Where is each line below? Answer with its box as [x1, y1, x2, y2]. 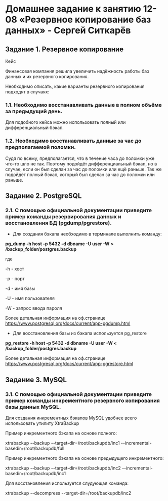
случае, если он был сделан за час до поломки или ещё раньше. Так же [5, 166, 162, 172]
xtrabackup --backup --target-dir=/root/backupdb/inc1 [5, 440, 120, 446]
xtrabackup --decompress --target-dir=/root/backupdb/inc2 [5, 490, 132, 496]
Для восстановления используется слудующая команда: [5, 480, 129, 486]
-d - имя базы [5, 285, 35, 292]
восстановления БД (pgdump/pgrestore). [5, 219, 112, 226]
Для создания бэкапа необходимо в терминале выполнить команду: [12, 231, 162, 237]
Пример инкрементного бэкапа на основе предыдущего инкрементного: [5, 455, 164, 461]
